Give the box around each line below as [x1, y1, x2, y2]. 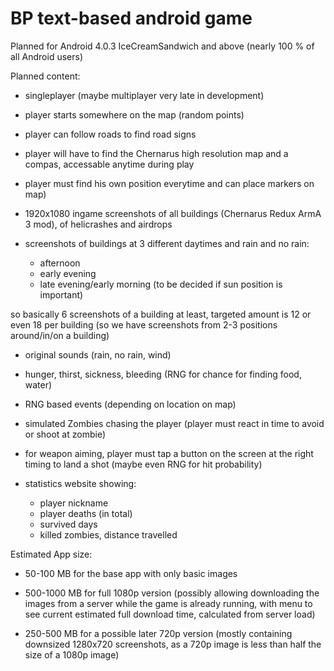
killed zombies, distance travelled [39, 528, 178, 541]
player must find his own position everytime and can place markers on [24, 177, 315, 189]
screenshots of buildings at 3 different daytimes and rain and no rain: [24, 237, 310, 249]
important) [39, 288, 84, 301]
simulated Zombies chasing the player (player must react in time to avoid [24, 417, 325, 429]
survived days [39, 518, 98, 530]
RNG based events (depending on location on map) [24, 398, 237, 410]
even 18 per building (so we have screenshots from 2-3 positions [10, 318, 278, 331]
